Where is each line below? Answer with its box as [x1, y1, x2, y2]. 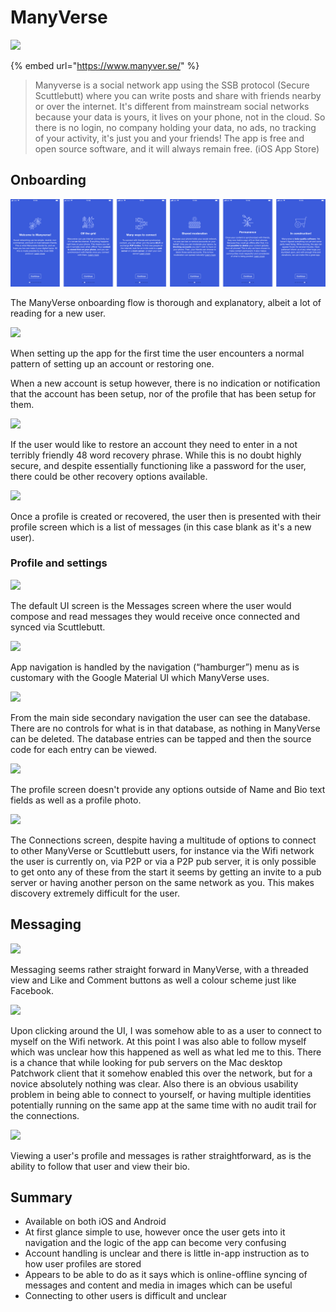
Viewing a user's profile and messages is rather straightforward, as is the [10, 1149, 312, 1161]
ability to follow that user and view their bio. [10, 1160, 191, 1172]
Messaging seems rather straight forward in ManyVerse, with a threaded [10, 963, 309, 975]
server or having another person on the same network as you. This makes [10, 876, 315, 888]
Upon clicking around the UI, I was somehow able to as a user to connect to [10, 1024, 323, 1036]
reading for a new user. [10, 307, 106, 319]
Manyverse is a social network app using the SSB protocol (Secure [34, 79, 310, 91]
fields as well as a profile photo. [10, 794, 142, 806]
